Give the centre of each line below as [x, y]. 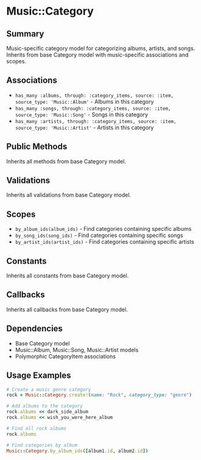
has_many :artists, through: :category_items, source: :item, [96, 121]
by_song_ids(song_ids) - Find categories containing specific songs [99, 235]
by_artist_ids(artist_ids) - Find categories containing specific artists [104, 242]
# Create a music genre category [49, 389]
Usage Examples [39, 376]
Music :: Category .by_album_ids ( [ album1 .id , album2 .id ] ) [77, 451]
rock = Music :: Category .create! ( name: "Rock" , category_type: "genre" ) [99, 395]
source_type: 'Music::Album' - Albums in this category [84, 101]
